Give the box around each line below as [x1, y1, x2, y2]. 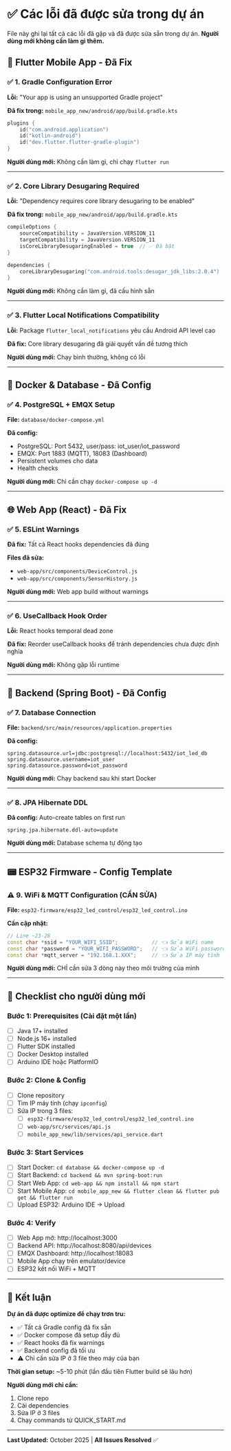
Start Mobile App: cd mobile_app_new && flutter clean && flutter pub [16, 1187, 220, 1195]
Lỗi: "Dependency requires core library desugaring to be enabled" [7, 197, 195, 205]
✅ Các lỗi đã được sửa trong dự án [7, 6, 205, 22]
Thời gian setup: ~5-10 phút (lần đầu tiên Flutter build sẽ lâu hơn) [7, 1368, 193, 1376]
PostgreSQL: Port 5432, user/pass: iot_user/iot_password [16, 442, 180, 450]
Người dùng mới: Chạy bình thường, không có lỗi [7, 352, 146, 361]
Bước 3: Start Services [7, 1147, 84, 1157]
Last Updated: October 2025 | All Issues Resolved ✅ [7, 1436, 159, 1444]
